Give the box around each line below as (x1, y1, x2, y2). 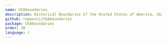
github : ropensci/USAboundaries (5, 16, 72, 21)
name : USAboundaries (5, 7, 48, 12)
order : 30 (5, 26, 26, 31)
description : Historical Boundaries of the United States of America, (5, 12, 155, 17)
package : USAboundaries (5, 21, 55, 26)
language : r (5, 30, 30, 35)
